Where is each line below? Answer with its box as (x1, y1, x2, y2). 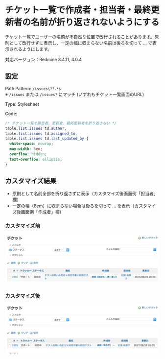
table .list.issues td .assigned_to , (5, 131, 78, 136)
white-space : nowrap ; (9, 142, 54, 146)
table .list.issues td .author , (5, 126, 67, 131)
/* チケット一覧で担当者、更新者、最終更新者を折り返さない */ (5, 120, 117, 125)
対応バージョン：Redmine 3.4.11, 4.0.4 (5, 56, 82, 62)
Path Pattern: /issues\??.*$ (5, 85, 61, 91)
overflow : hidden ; (9, 152, 47, 157)
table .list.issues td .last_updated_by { (5, 136, 89, 141)
